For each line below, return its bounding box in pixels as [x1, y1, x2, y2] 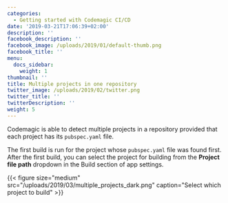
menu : [7, 55, 23, 62]
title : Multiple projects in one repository [7, 81, 137, 87]
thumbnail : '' [7, 74, 48, 81]
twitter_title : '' [7, 94, 60, 100]
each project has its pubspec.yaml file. [7, 132, 114, 140]
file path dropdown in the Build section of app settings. [7, 160, 164, 169]
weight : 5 [7, 106, 36, 113]
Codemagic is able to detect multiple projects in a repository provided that [7, 125, 218, 133]
